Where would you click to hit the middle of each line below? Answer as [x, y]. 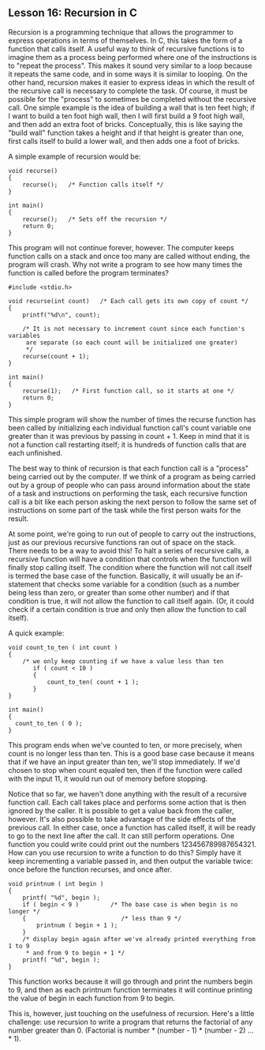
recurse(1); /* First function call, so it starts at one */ [129, 391]
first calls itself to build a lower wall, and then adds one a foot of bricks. [124, 141]
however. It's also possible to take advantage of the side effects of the [122, 819]
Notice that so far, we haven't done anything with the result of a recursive [127, 793]
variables [24, 336]
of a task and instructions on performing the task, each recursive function [128, 493]
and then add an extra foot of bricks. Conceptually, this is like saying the [125, 124]
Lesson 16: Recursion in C [73, 13]
